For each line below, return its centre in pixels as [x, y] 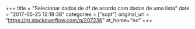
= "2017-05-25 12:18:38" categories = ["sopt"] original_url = [78, 14]
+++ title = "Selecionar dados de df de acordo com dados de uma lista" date [97, 8]
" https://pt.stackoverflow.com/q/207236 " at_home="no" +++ [79, 20]
